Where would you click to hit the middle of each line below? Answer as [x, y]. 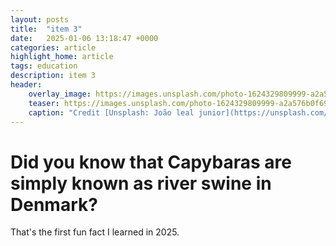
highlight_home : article [62, 57]
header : [26, 85]
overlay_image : [60, 94]
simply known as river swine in [141, 183]
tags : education [44, 66]
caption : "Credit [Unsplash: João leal [111, 112]
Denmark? [54, 204]
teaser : [44, 103]
